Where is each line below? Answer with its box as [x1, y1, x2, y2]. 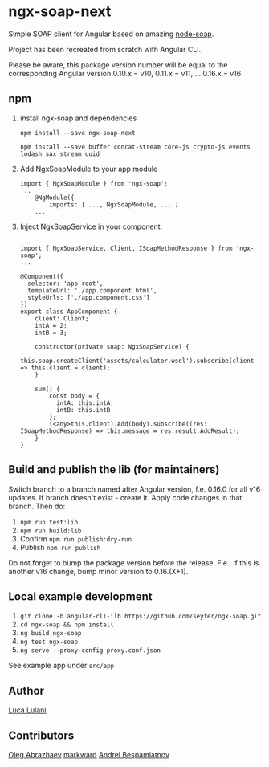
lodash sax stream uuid [19, 149, 100, 158]
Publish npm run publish [19, 542, 101, 552]
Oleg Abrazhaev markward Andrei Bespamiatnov [8, 750, 170, 759]
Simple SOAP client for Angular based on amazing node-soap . [8, 29, 214, 39]
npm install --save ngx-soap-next [19, 129, 136, 137]
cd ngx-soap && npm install [19, 621, 114, 629]
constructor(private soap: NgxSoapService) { [35, 342, 190, 351]
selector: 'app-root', [27, 279, 104, 288]
